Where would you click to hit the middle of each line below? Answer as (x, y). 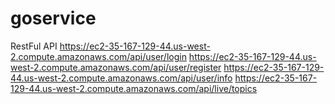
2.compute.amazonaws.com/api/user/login (98, 56)
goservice (53, 18)
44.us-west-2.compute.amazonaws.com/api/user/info (121, 78)
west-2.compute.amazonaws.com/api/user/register (116, 67)
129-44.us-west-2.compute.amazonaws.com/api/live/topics (134, 88)
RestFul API (34, 46)
